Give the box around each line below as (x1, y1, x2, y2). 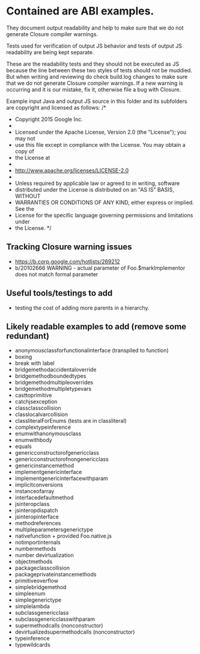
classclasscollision (14, 405, 61, 412)
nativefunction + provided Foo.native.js (14, 532, 112, 540)
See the (14, 205, 35, 212)
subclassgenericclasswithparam (14, 615, 95, 623)
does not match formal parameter (14, 270, 98, 278)
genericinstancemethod (14, 462, 74, 469)
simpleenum (14, 590, 46, 597)
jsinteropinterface (14, 513, 59, 520)
